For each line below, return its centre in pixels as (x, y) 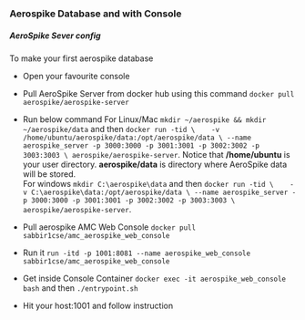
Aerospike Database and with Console (96, 14)
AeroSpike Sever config (56, 36)
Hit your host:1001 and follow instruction (98, 305)
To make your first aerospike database (81, 58)
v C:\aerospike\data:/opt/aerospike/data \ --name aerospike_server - (159, 192)
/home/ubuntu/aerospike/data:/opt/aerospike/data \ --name (137, 138)
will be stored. (49, 174)
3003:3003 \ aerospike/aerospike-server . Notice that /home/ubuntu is (156, 154)
